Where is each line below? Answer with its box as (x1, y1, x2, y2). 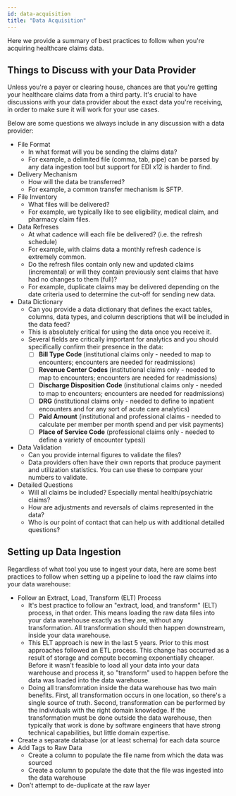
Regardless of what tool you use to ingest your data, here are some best (7, 565, 217, 573)
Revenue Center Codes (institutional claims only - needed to (38, 366, 216, 374)
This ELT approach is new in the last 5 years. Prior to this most (27, 638, 209, 646)
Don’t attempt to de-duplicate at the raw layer (17, 780, 150, 789)
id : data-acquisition (7, 10, 71, 18)
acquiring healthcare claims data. (7, 44, 104, 52)
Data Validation (17, 442, 62, 452)
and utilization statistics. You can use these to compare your (27, 465, 204, 474)
